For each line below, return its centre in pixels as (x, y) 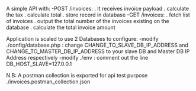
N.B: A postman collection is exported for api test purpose (77, 75)
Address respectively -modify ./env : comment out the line (77, 58)
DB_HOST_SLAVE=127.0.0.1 (39, 64)
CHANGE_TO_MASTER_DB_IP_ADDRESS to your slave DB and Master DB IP (98, 51)
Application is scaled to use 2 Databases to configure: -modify (82, 39)
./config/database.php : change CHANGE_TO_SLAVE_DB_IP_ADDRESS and (97, 45)
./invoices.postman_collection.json (48, 82)
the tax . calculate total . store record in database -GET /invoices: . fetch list (98, 15)
